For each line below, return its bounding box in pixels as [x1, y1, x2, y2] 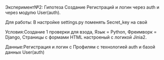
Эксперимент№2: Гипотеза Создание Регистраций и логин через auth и [5, 4, 159, 10]
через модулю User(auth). [5, 9, 61, 15]
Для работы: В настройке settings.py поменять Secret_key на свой [5, 19, 147, 25]
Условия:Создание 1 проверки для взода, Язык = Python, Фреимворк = [5, 29, 157, 34]
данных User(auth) [5, 49, 45, 55]
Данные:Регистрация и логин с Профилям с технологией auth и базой [5, 44, 155, 49]
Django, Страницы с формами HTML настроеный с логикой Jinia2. [5, 34, 147, 40]
